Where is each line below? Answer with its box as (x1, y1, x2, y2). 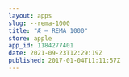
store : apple (8, 34, 52, 43)
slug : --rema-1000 (8, 19, 70, 27)
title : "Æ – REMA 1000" (8, 26, 89, 34)
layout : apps (8, 11, 52, 20)
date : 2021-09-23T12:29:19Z (8, 49, 103, 57)
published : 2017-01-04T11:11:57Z (8, 57, 121, 65)
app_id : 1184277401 (8, 42, 74, 50)
